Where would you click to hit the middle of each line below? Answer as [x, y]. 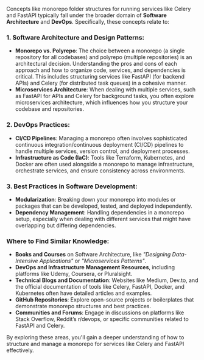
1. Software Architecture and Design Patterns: [76, 37]
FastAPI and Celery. [40, 326]
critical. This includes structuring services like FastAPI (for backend [100, 77]
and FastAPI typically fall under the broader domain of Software [87, 15]
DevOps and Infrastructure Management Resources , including [95, 267]
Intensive [26, 261]
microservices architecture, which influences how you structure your [101, 102]
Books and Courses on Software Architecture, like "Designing [93, 255]
